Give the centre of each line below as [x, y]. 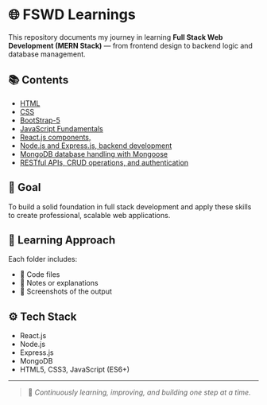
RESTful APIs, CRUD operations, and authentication [104, 162]
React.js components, [55, 137]
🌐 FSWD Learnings [72, 15]
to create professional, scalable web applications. [89, 215]
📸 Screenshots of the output [66, 291]
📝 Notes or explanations [59, 283]
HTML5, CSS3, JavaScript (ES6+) [74, 370]
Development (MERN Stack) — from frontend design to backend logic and [130, 45]
